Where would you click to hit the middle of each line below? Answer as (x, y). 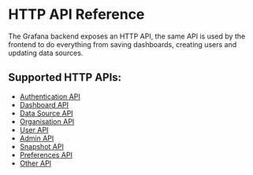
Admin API (37, 138)
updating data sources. (46, 53)
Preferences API (46, 155)
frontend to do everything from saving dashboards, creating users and (123, 44)
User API (34, 129)
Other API (35, 163)
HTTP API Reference (76, 15)
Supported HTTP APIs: (65, 77)
